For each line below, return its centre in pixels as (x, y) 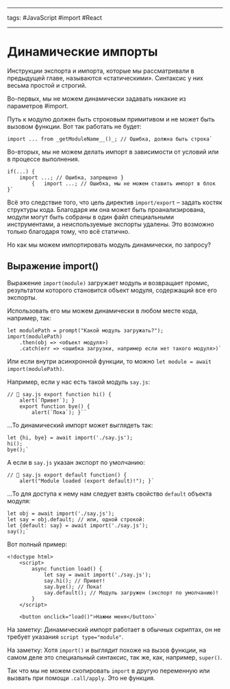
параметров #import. (38, 106)
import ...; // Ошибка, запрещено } (72, 178)
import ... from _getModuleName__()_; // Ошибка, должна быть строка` (110, 139)
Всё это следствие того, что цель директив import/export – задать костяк (115, 202)
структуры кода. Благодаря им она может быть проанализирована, (106, 209)
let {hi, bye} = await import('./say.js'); (70, 437)
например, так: (29, 318)
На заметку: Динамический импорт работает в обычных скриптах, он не (114, 629)
